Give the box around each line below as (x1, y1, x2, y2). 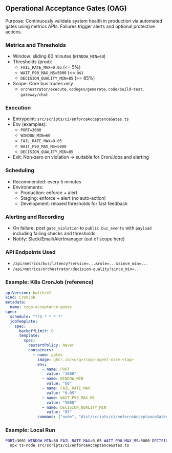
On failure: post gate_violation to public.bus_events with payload (12, 225, 152, 231)
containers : (28, 348, 54, 353)
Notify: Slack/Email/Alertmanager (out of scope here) (12, 236, 125, 242)
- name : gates (32, 352, 63, 357)
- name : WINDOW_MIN (41, 376, 83, 382)
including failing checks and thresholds (12, 231, 96, 236)
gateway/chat (20, 92, 49, 98)
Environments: (12, 184, 44, 190)
